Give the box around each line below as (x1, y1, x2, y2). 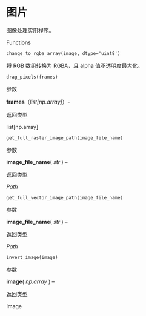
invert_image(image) (6, 254, 59, 260)
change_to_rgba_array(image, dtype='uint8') (6, 50, 121, 56)
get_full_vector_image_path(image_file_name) (6, 194, 123, 200)
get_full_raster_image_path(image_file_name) (6, 134, 123, 141)
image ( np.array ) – (6, 278, 55, 285)
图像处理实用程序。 (6, 27, 55, 34)
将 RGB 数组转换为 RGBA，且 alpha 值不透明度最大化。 (6, 62, 144, 69)
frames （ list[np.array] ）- (6, 98, 70, 105)
